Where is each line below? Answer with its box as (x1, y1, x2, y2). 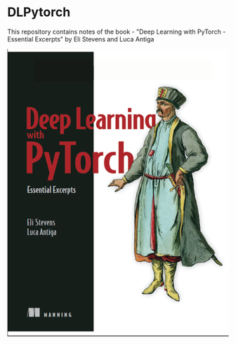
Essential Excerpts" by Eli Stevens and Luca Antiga (7, 34, 155, 43)
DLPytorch (7, 4, 71, 20)
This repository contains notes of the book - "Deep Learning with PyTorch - (7, 27, 226, 36)
